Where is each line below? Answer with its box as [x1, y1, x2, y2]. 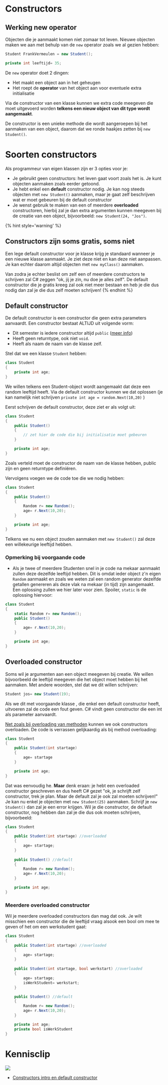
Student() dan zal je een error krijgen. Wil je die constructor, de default [5, 804, 152, 810]
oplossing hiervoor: [12, 592, 53, 598]
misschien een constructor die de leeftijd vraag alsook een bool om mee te [5, 918, 159, 925]
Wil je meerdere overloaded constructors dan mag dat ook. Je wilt [5, 913, 142, 919]
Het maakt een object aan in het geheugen [12, 79, 101, 86]
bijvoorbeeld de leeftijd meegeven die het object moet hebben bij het [5, 676, 148, 682]
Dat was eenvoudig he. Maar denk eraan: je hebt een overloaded [5, 782, 139, 789]
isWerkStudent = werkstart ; [23, 980, 80, 985]
